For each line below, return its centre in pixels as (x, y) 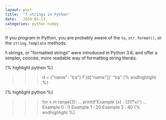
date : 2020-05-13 (25, 19)
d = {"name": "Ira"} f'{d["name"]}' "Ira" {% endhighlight (99, 77)
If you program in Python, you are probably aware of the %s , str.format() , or (83, 38)
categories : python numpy (32, 24)
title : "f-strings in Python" (38, 14)
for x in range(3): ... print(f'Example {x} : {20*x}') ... (94, 102)
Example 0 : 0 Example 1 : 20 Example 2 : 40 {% (91, 107)
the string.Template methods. (36, 43)
